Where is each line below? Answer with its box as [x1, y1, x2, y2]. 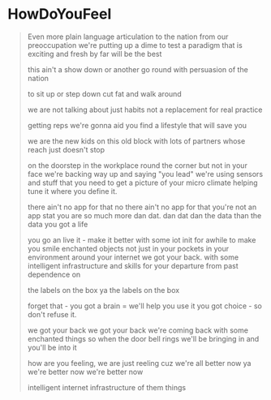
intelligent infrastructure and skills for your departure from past [27, 260, 239, 270]
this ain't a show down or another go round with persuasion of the [27, 64, 248, 74]
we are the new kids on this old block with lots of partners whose [27, 135, 246, 146]
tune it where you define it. [27, 186, 118, 196]
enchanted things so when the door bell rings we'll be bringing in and [27, 333, 260, 343]
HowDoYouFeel [7, 5, 112, 24]
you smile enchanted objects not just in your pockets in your [27, 243, 230, 253]
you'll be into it [27, 342, 78, 352]
